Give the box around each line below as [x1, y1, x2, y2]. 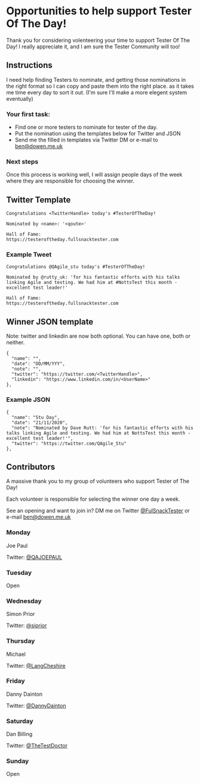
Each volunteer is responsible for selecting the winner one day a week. [6, 495, 180, 503]
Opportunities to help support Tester [6, 4, 192, 18]
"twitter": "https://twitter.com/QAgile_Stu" [11, 440, 127, 446]
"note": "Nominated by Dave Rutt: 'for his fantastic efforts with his [11, 425, 194, 431]
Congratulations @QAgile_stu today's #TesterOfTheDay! [6, 264, 146, 270]
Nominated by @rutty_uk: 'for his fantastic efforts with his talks [6, 275, 180, 280]
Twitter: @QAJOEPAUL [6, 553, 63, 560]
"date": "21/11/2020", [11, 420, 68, 426]
